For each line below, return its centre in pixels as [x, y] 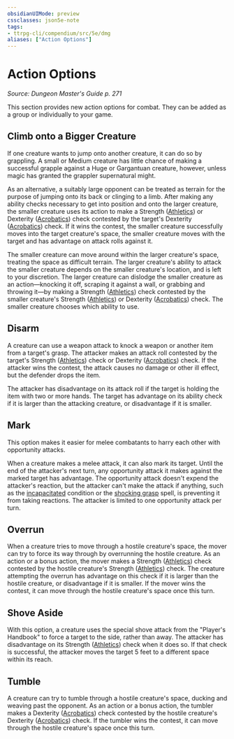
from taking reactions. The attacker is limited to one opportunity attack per [115, 500]
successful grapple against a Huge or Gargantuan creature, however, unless [117, 168]
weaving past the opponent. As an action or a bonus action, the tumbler [110, 705]
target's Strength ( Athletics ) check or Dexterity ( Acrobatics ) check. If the [112, 360]
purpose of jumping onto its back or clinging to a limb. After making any [110, 196]
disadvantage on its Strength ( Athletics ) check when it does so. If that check [117, 645]
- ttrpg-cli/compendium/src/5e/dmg [59, 33]
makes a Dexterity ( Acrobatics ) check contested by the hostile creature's [112, 712]
